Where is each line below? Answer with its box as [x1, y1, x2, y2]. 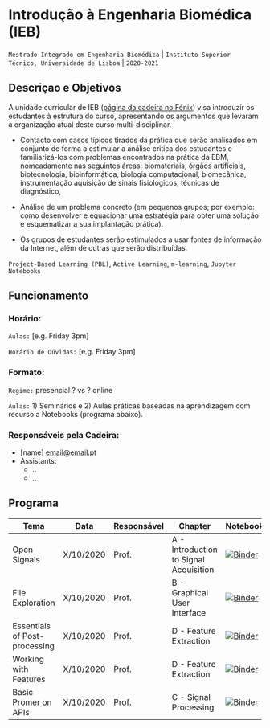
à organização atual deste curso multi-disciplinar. [8, 119, 172, 129]
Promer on [12, 697, 52, 708]
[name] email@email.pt [19, 448, 97, 457]
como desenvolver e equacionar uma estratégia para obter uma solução [19, 211, 260, 220]
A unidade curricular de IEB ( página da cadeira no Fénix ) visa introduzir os [8, 102, 255, 112]
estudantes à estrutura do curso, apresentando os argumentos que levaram [8, 111, 259, 121]
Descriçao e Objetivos [8, 81, 122, 95]
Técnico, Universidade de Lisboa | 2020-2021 [8, 58, 159, 67]
